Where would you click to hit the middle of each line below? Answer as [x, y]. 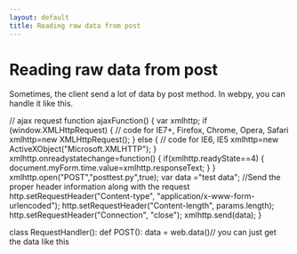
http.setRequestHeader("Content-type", [82, 196]
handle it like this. [41, 104]
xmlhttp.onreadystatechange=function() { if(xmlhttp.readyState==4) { [137, 159]
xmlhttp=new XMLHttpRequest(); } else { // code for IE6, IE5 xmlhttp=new [144, 139]
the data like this [39, 242]
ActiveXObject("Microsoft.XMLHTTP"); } [83, 149]
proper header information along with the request [100, 187]
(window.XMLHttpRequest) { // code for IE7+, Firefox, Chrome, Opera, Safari [149, 131]
